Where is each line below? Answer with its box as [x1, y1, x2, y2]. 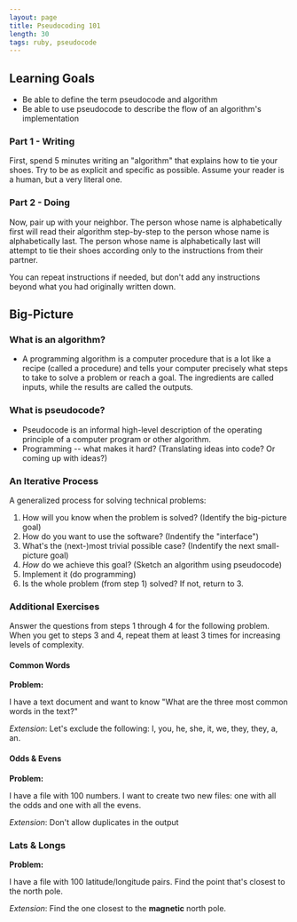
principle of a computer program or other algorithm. [21, 433, 211, 444]
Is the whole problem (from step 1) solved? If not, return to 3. [21, 578, 244, 589]
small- [256, 540, 280, 551]
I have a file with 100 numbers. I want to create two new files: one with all [9, 790, 277, 800]
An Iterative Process [9, 474, 99, 487]
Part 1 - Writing [9, 135, 75, 147]
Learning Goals [9, 70, 96, 85]
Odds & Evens [9, 753, 62, 764]
